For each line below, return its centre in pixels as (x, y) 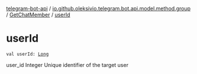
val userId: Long (28, 54)
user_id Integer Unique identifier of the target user (67, 65)
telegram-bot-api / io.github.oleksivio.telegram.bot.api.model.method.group (98, 9)
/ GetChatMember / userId (38, 15)
